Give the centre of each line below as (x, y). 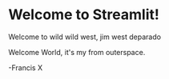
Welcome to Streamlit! (84, 15)
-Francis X (25, 67)
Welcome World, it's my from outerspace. (77, 52)
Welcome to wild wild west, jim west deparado (85, 37)
